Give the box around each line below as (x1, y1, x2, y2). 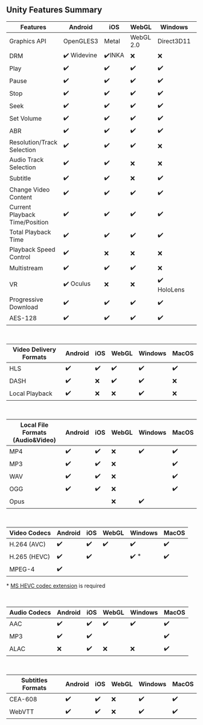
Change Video (9, 185, 50, 193)
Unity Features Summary (6, 5, 103, 15)
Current (9, 202, 31, 211)
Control (9, 253, 31, 261)
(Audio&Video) (13, 436, 56, 444)
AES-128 (9, 314, 37, 322)
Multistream (9, 264, 43, 272)
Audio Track (9, 155, 44, 164)
